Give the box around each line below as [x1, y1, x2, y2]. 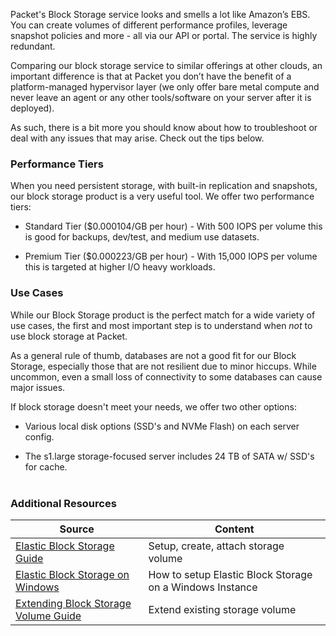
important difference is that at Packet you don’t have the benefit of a [10, 70, 292, 82]
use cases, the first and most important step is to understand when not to [10, 319, 313, 331]
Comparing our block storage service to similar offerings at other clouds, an [10, 60, 323, 71]
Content [214, 522, 255, 536]
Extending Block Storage [15, 596, 132, 610]
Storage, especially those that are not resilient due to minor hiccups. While [10, 360, 317, 372]
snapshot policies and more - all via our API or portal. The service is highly [10, 30, 318, 41]
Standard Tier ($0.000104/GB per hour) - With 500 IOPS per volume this [24, 220, 323, 233]
